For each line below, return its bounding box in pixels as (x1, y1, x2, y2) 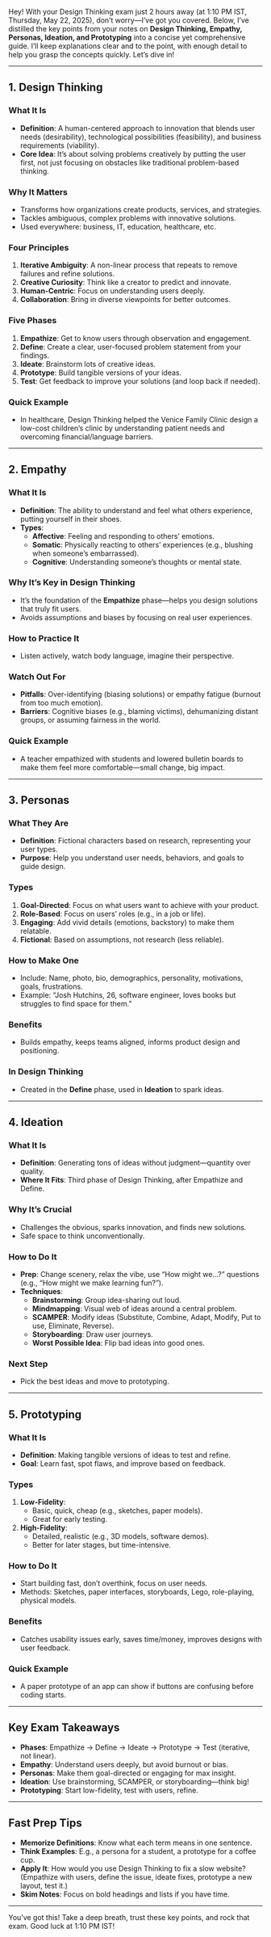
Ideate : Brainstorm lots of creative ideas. (19, 359, 156, 368)
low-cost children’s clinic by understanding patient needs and (19, 423, 225, 433)
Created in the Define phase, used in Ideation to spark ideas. (19, 1084, 224, 1094)
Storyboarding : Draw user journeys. (31, 1329, 153, 1339)
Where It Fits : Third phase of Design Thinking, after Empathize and (19, 1175, 244, 1185)
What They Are (8, 817, 69, 829)
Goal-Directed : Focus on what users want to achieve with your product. (19, 900, 260, 910)
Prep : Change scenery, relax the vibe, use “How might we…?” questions (19, 1269, 260, 1279)
